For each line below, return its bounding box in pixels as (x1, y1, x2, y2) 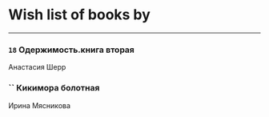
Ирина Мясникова (8, 100, 70, 110)
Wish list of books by (8, 6, 151, 24)
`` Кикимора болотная (8, 83, 100, 94)
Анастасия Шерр (8, 63, 66, 72)
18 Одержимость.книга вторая (8, 44, 134, 55)
